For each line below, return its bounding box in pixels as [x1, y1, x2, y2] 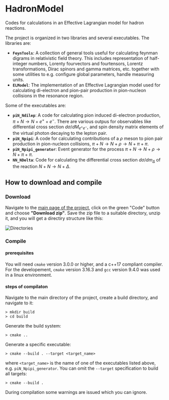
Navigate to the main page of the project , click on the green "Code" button [5, 204, 160, 210]
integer [12, 60, 28, 66]
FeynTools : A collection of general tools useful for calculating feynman [12, 50, 158, 56]
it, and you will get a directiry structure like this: [5, 215, 104, 221]
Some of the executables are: [5, 102, 66, 108]
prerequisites [5, 250, 34, 256]
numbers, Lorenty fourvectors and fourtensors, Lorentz [28, 60, 143, 66]
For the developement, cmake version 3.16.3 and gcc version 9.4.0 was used [5, 267, 160, 272]
